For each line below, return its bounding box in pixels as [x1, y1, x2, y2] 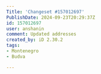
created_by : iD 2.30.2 [6, 37, 63, 43]
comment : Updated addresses [6, 31, 77, 37]
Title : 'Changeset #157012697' [6, 8, 85, 15]
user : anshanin [6, 25, 44, 32]
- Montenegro [6, 48, 39, 54]
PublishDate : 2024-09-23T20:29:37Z [6, 14, 96, 20]
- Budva [6, 54, 26, 60]
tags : [6, 43, 20, 49]
